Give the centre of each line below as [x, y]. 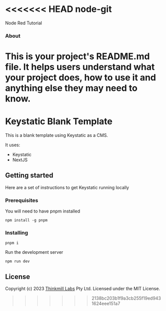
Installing [17, 233]
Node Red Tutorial [24, 23]
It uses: [13, 145]
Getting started [29, 175]
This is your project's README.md [78, 56]
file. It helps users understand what [80, 67]
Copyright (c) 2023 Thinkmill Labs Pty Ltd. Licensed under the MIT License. [83, 289]
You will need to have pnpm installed [43, 211]
